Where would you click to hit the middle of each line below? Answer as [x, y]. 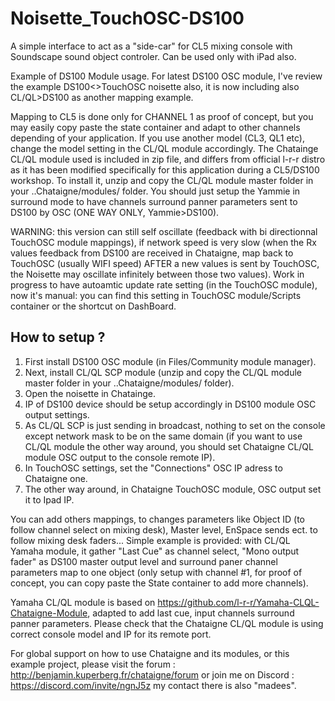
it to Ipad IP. [49, 499]
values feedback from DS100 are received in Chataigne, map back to [152, 253]
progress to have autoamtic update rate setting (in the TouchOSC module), [164, 284]
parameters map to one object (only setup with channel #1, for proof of [156, 572]
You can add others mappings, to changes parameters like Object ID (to [158, 519]
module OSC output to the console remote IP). [120, 457]
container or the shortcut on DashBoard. [93, 306]
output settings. [57, 414]
